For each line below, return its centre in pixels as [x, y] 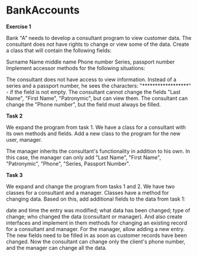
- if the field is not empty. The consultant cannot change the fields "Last [93, 92]
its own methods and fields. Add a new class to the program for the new [93, 133]
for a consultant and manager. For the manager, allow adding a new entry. [96, 229]
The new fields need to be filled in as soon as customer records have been [96, 235]
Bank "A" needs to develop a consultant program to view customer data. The [99, 38]
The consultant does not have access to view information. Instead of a [91, 79]
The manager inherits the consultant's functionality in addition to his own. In [98, 151]
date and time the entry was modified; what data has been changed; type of [98, 210]
